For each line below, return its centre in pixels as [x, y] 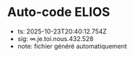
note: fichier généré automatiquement [72, 46]
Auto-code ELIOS [59, 12]
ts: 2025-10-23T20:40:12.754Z [62, 31]
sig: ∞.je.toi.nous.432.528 [55, 38]
